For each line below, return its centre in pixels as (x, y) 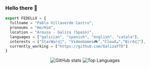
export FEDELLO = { (26, 18)
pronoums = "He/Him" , (33, 28)
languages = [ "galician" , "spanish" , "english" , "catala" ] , (74, 37)
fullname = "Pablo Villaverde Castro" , (52, 23)
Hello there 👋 (22, 8)
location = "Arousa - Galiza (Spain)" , (52, 32)
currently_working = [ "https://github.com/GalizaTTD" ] (69, 46)
